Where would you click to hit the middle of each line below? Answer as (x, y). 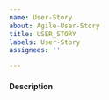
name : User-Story (41, 17)
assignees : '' (35, 50)
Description (31, 86)
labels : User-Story (45, 42)
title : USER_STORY (43, 34)
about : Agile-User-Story (54, 26)
